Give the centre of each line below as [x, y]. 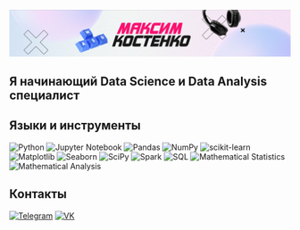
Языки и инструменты [75, 126]
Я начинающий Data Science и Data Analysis [138, 82]
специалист [45, 96]
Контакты [38, 194]
